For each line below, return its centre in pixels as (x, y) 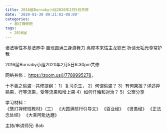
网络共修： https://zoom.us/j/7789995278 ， (50, 75)
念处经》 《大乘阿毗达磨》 (32, 115)
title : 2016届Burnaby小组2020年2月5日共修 (47, 10)
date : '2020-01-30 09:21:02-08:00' (42, 14)
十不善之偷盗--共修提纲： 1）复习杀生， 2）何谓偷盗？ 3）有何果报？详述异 (83, 86)
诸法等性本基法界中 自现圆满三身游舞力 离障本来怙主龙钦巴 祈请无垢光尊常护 (84, 48)
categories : (17, 19)
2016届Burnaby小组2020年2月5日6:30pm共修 (52, 65)
